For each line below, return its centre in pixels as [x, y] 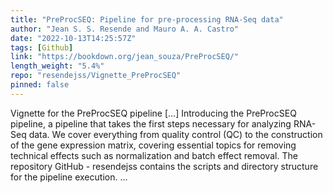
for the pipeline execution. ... [69, 177]
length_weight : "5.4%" [57, 66]
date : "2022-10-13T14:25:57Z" [73, 38]
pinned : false [40, 85]
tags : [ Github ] [42, 47]
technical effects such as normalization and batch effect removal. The [154, 155]
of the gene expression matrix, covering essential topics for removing [153, 145]
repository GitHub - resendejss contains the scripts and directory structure [164, 166]
